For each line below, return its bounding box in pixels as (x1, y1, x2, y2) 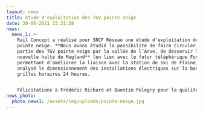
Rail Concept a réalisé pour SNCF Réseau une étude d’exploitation (17, 37, 190, 43)
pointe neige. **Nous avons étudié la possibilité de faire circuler (17, 43, 196, 49)
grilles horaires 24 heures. (17, 71, 91, 77)
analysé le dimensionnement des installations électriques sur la (17, 65, 188, 72)
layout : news (6, 8, 39, 15)
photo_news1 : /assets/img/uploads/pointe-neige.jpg (11, 98, 145, 105)
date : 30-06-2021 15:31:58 (6, 20, 74, 26)
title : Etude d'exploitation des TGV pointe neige (6, 15, 137, 21)
